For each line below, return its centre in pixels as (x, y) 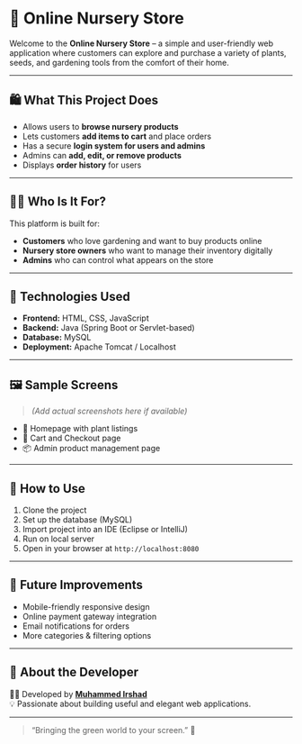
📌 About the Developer (74, 672)
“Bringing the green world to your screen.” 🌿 (113, 730)
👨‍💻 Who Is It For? (58, 202)
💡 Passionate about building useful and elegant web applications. (130, 703)
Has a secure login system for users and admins (114, 145)
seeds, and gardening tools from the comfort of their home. (119, 62)
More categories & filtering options (87, 635)
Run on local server (58, 539)
